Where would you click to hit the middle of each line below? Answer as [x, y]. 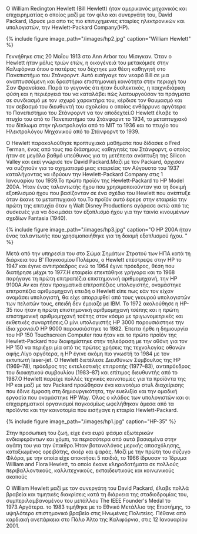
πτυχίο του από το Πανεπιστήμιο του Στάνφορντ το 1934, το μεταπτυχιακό [97, 119]
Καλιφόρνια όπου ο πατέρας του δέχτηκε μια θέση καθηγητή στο [86, 69]
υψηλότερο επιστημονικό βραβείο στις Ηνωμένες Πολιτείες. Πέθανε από [96, 513]
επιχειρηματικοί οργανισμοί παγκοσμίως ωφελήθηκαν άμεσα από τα [90, 404]
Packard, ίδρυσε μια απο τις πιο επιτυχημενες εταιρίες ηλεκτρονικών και [96, 21]
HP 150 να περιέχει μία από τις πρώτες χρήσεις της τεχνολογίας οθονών [96, 347]
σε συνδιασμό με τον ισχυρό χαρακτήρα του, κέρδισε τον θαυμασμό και [94, 100]
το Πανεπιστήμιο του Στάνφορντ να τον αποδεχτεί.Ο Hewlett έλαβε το [92, 113]
